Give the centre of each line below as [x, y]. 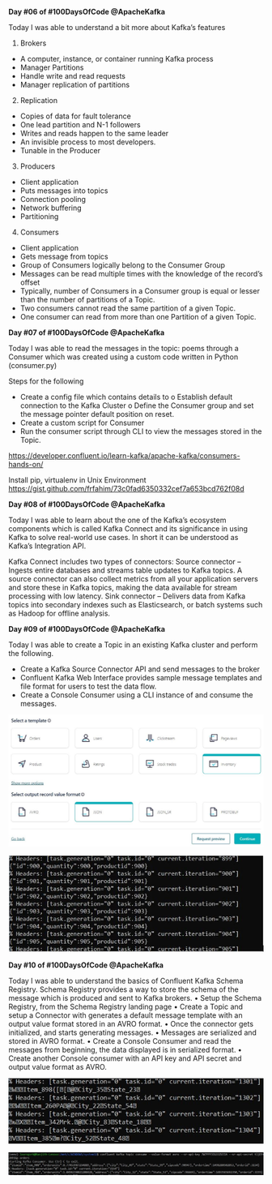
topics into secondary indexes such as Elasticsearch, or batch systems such [136, 605]
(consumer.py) [33, 365]
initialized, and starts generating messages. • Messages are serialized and [133, 1032]
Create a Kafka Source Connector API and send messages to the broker [140, 669]
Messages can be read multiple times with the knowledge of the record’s [141, 274]
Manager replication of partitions [75, 85]
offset [30, 282]
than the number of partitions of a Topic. [87, 300]
